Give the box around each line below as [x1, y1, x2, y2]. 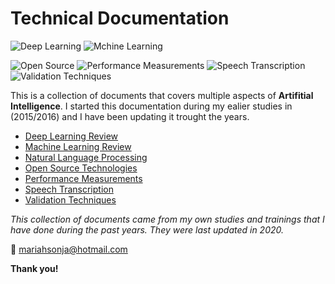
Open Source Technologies [24, 162, 138, 174]
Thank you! [10, 262, 59, 274]
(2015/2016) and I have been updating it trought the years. [10, 110, 250, 122]
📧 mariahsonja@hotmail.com [10, 243, 128, 255]
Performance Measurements [24, 172, 143, 184]
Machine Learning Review [24, 140, 132, 152]
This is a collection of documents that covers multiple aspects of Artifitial [10, 89, 314, 101]
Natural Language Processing [24, 151, 148, 163]
